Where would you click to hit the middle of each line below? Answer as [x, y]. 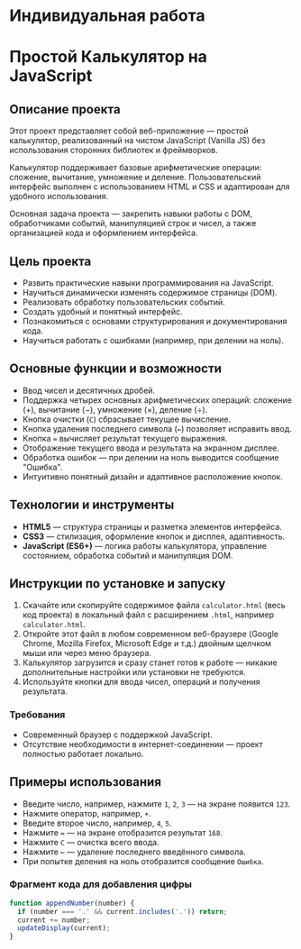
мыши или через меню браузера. [87, 653]
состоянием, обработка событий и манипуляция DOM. [128, 555]
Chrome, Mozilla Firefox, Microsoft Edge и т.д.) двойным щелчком [147, 643]
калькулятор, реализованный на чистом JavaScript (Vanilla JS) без [137, 141]
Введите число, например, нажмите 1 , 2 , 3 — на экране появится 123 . [156, 804]
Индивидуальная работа [107, 16]
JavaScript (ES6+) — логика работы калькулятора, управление [145, 545]
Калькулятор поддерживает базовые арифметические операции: [136, 168]
